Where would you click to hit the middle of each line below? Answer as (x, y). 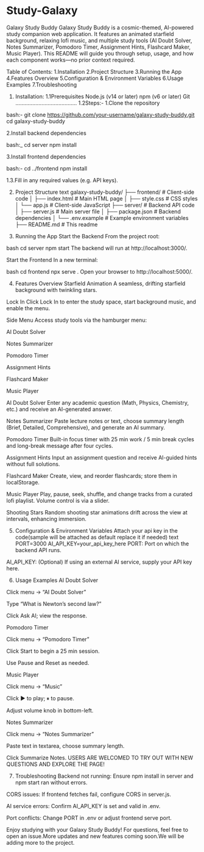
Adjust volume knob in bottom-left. (50, 710)
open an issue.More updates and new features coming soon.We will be (95, 836)
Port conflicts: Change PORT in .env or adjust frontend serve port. (89, 818)
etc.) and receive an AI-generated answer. (59, 409)
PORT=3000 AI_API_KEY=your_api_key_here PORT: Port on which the (102, 544)
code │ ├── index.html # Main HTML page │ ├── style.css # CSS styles (106, 198)
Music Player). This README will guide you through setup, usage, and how (100, 53)
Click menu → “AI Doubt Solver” (46, 592)
